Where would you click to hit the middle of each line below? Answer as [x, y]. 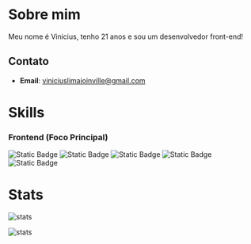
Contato [29, 61]
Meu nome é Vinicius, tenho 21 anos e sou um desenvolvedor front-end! [126, 36]
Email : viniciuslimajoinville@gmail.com [82, 80]
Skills [27, 112]
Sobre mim [44, 15]
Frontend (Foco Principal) [58, 137]
